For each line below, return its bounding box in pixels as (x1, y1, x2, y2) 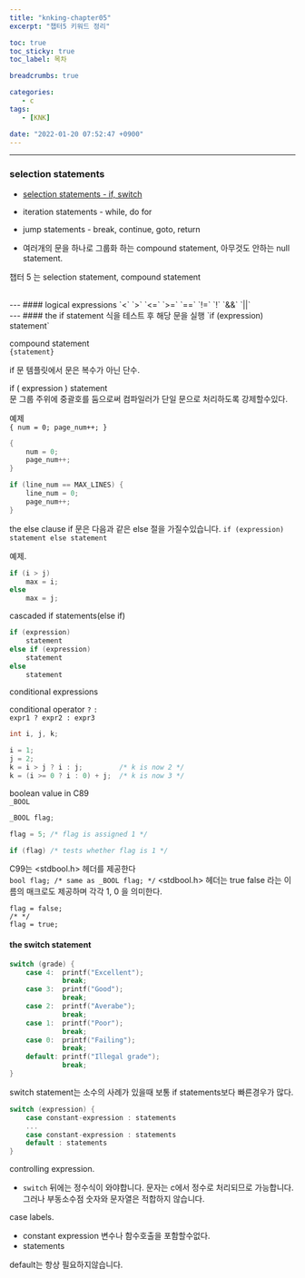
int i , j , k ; (9, 730, 59, 739)
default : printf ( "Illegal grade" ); (25, 1052, 161, 1062)
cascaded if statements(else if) (9, 610, 125, 622)
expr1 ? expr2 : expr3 (9, 713, 95, 723)
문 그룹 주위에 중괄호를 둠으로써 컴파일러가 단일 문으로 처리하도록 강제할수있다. (9, 393, 289, 404)
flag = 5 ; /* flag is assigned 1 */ (9, 830, 148, 839)
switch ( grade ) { (9, 959, 75, 968)
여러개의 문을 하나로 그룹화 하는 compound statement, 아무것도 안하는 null (22, 242, 290, 253)
